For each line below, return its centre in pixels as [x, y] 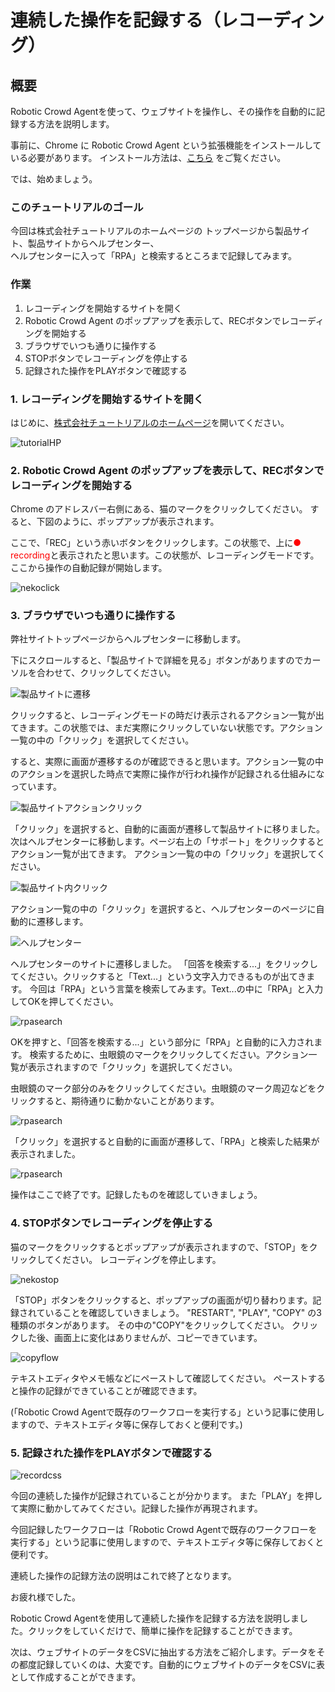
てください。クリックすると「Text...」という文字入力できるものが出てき [158, 977]
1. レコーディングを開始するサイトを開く [107, 399]
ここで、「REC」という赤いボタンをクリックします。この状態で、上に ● [156, 543]
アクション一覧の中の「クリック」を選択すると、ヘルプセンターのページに [163, 909]
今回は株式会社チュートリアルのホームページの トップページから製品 [151, 231]
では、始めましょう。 [54, 179]
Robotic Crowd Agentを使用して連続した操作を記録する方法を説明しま [155, 1618]
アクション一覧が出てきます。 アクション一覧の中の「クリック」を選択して [163, 854]
